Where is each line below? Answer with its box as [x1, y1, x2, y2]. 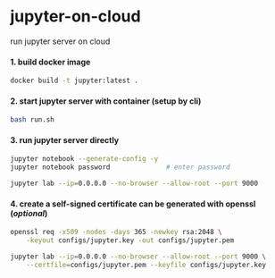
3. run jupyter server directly [10, 134, 120, 145]
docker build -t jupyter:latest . [10, 76, 139, 86]
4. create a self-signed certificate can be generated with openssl [10, 198, 256, 209]
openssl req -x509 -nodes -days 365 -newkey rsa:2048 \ [10, 228, 222, 237]
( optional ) [10, 207, 48, 218]
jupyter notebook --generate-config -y [10, 155, 159, 164]
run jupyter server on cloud [10, 36, 111, 46]
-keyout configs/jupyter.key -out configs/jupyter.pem [26, 236, 235, 245]
